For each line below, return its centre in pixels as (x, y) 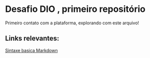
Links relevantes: (32, 38)
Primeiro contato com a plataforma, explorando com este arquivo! (72, 23)
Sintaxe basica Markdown (31, 50)
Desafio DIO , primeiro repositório (75, 9)
